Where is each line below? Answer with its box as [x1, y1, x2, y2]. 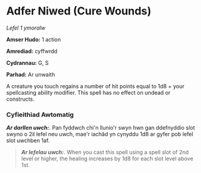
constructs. [6, 95, 35, 102]
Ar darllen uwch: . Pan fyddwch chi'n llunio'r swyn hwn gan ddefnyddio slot [6, 124, 196, 131]
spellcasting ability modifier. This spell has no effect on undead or [6, 89, 171, 96]
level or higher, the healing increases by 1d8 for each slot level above [21, 155, 194, 162]
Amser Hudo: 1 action [6, 36, 61, 43]
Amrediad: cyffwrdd [6, 47, 58, 55]
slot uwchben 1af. [6, 137, 50, 144]
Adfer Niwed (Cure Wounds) [6, 4, 151, 18]
